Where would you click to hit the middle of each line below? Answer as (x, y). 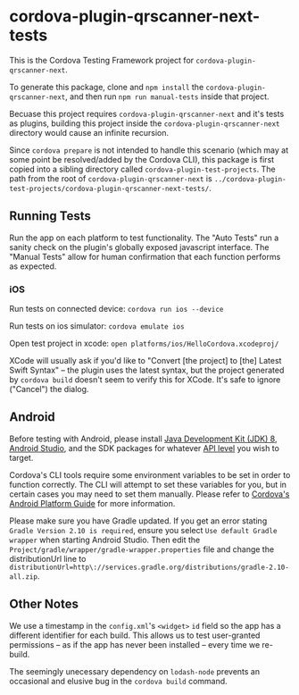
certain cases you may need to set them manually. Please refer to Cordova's (149, 494)
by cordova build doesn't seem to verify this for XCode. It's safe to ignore (145, 380)
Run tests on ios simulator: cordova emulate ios (97, 326)
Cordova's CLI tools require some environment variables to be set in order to (150, 474)
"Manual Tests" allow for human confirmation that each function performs (145, 256)
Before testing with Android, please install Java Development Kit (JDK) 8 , (143, 439)
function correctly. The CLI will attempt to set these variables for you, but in (148, 484)
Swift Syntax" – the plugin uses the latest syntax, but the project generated (147, 370)
